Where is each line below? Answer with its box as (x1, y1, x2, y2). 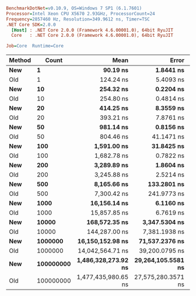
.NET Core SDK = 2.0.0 (6, 22, 57, 27)
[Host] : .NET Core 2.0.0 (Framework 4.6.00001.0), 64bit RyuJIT (11, 27, 174, 33)
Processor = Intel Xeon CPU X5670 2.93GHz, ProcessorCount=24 (6, 11, 156, 16)
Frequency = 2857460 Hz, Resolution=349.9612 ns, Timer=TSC (6, 16, 150, 22)
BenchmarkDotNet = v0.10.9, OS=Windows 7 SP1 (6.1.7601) (6, 5, 142, 11)
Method (9, 56, 32, 64)
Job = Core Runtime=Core (6, 43, 64, 49)
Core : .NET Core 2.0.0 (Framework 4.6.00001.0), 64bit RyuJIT (11, 33, 174, 39)
